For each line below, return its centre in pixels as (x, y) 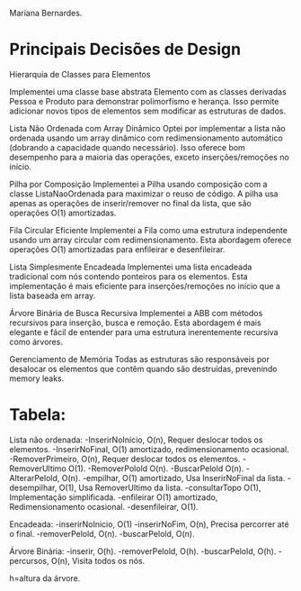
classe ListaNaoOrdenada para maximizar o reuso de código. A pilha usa (144, 194)
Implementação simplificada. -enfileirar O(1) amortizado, (114, 497)
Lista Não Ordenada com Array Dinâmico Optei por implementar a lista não (147, 128)
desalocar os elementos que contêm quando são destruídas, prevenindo (143, 368)
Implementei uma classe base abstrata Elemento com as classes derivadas (148, 91)
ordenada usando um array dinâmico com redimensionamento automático (146, 138)
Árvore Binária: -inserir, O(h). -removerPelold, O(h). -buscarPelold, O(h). (143, 551)
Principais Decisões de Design (125, 50)
